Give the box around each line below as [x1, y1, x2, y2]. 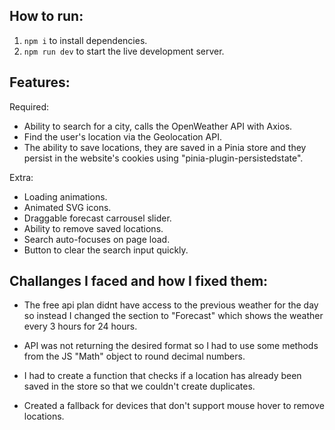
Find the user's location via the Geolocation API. [23, 130, 222, 143]
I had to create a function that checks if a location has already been [23, 370, 302, 382]
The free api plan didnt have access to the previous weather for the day [23, 299, 319, 311]
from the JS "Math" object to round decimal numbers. [23, 350, 246, 363]
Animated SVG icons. [23, 201, 112, 213]
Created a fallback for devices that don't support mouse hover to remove [23, 400, 325, 412]
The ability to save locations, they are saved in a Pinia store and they [23, 141, 307, 153]
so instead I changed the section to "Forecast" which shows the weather [23, 310, 324, 322]
